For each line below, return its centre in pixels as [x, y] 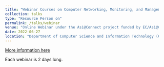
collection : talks [24, 14]
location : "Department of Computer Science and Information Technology [79, 37]
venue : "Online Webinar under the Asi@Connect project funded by [73, 27]
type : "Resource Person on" [34, 18]
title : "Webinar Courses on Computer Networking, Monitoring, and [74, 9]
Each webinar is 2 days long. [34, 59]
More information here [28, 50]
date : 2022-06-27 [23, 32]
